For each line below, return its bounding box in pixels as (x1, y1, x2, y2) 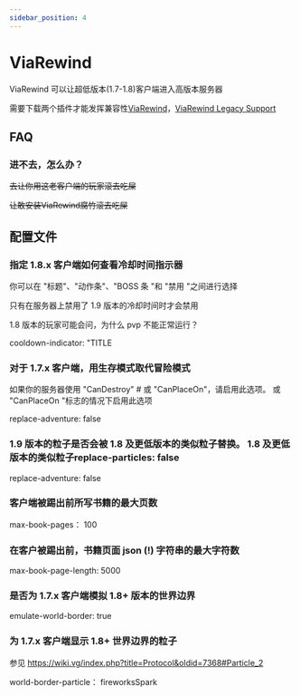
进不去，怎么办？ (9, 158, 84, 170)
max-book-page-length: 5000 (9, 565, 121, 576)
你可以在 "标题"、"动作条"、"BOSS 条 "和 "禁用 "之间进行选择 (9, 280, 238, 291)
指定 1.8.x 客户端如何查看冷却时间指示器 (9, 258, 183, 271)
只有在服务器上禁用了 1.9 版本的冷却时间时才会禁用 (9, 300, 199, 311)
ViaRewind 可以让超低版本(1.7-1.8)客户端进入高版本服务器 (9, 83, 223, 94)
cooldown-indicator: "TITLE (9, 337, 113, 348)
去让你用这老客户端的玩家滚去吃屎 (9, 180, 136, 191)
